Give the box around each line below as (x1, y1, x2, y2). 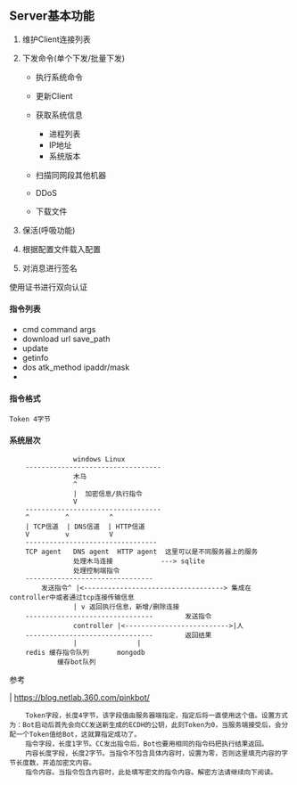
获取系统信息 (35, 110, 83, 120)
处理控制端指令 (72, 567, 120, 576)
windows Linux (72, 455, 126, 464)
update (21, 343, 49, 354)
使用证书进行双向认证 (9, 282, 87, 292)
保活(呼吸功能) (21, 225, 76, 235)
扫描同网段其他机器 (35, 169, 107, 180)
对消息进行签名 (21, 262, 78, 274)
